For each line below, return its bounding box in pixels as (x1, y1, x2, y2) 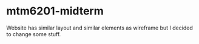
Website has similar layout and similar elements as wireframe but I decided (6, 24, 193, 31)
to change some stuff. (6, 30, 61, 37)
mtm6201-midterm (6, 4, 104, 18)
